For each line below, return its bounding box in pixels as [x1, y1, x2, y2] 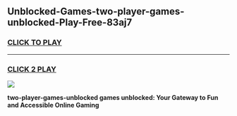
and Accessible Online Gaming [7, 101, 99, 109]
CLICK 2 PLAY [7, 64, 56, 74]
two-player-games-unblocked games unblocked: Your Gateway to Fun [7, 93, 219, 101]
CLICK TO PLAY [7, 38, 62, 48]
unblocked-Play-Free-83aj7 [7, 17, 133, 29]
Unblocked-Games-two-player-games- [7, 6, 185, 18]
